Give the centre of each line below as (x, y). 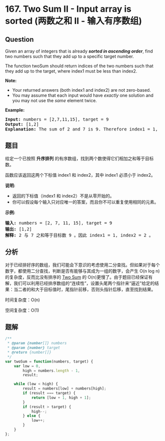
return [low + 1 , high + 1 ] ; (61, 398)
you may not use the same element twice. (55, 101)
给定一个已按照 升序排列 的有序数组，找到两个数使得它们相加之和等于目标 (79, 158)
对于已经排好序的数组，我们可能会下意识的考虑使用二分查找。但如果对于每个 (82, 265)
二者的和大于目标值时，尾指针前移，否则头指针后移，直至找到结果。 (87, 289)
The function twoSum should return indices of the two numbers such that (79, 66)
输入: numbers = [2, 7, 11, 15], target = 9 (59, 223)
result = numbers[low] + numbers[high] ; (65, 389)
